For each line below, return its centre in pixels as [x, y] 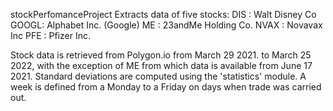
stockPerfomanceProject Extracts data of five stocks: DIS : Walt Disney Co [163, 14]
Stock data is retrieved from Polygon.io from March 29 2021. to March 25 [161, 55]
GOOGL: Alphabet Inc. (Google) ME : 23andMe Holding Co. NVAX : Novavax [166, 25]
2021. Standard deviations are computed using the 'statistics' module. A [158, 76]
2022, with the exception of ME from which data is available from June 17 [161, 65]
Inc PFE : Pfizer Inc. [50, 35]
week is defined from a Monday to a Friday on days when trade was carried [166, 87]
